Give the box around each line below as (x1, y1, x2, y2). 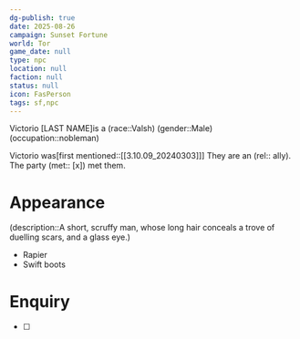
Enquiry (9, 291, 70, 312)
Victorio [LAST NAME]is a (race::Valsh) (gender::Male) (9, 123, 213, 134)
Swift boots (22, 259, 67, 270)
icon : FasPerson (9, 89, 71, 98)
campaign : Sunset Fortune (9, 30, 108, 39)
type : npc (9, 56, 47, 65)
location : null (9, 65, 67, 74)
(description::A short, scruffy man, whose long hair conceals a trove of (9, 222, 275, 233)
